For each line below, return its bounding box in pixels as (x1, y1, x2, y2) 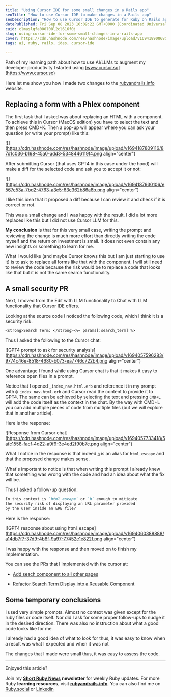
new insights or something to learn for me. (5, 243, 94, 249)
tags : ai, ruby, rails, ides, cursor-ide (5, 41, 95, 46)
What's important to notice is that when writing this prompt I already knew (5, 466, 160, 472)
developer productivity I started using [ (5, 64, 87, 70)
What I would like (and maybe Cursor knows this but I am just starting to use (5, 253, 165, 259)
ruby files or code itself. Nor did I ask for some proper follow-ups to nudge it (5, 614, 165, 621)
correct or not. (5, 202, 36, 208)
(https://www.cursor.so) (5, 70, 55, 76)
